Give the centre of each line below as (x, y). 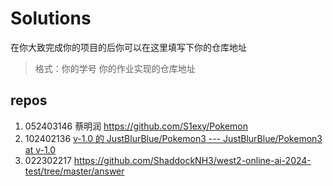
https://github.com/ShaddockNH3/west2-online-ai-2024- (192, 160)
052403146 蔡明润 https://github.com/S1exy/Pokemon (136, 126)
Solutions (51, 18)
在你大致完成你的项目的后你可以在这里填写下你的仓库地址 (128, 47)
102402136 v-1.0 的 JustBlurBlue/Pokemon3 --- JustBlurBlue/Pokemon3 (173, 138)
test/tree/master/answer (74, 171)
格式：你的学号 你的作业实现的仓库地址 (115, 68)
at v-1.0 (40, 149)
